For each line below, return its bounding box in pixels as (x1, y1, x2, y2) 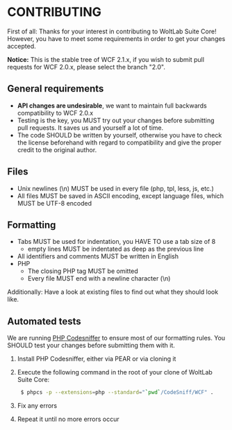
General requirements (7, 83, 104, 94)
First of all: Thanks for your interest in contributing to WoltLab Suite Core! (7, 27, 217, 35)
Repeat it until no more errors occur (17, 415, 119, 424)
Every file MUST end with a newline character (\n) (27, 274, 171, 283)
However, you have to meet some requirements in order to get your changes (7, 34, 226, 42)
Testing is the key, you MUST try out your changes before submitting (17, 116, 215, 124)
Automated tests (7, 315, 81, 327)
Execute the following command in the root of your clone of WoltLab (17, 368, 213, 377)
